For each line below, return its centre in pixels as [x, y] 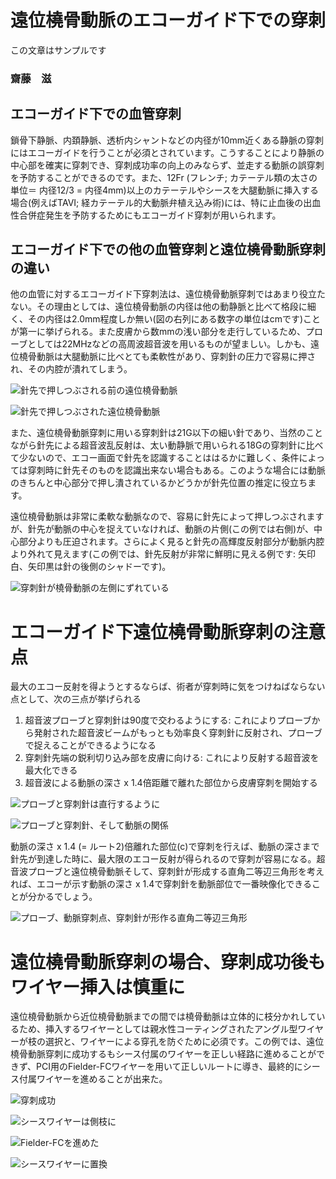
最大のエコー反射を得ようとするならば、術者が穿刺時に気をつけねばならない [168, 687]
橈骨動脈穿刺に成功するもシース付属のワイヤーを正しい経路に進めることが [163, 1054]
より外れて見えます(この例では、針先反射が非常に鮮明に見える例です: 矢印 [163, 554]
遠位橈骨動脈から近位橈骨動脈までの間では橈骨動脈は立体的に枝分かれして [163, 1017]
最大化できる [51, 770]
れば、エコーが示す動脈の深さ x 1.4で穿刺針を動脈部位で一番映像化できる [161, 884]
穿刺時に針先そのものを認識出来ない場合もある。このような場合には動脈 [176, 470]
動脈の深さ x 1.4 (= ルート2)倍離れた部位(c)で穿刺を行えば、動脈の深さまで [165, 847]
